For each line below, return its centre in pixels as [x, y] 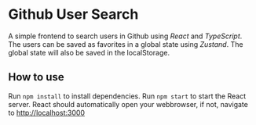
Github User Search [73, 14]
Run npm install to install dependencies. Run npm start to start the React [127, 96]
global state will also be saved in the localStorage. [89, 52]
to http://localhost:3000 [46, 112]
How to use [36, 77]
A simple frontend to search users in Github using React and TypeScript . [125, 36]
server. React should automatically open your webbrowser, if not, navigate [128, 104]
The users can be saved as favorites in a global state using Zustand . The [126, 44]
